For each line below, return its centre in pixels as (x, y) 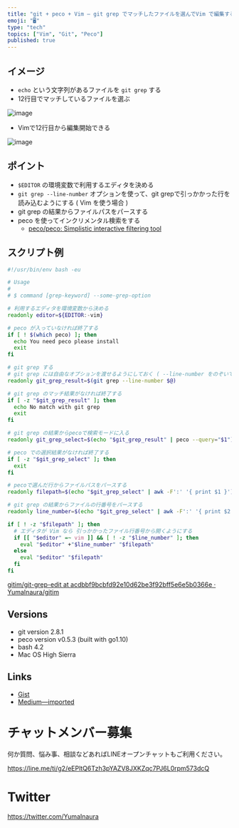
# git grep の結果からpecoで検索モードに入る (68, 433)
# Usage (19, 283)
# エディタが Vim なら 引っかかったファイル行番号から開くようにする (103, 531)
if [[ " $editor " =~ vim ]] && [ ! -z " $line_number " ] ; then (106, 537)
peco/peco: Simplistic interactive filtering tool (95, 228)
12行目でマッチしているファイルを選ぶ (74, 99)
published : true (31, 41)
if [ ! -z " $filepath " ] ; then (54, 524)
